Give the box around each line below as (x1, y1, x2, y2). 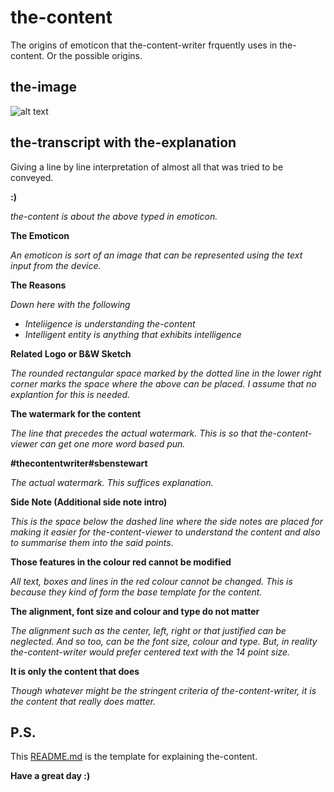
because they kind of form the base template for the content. (10, 586, 263, 598)
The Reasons (10, 279, 67, 291)
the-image (10, 79, 77, 96)
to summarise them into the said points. (10, 536, 174, 548)
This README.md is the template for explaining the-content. (10, 751, 258, 763)
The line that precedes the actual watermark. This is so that (10, 427, 258, 439)
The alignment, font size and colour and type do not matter (10, 605, 260, 617)
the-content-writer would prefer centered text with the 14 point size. (10, 646, 291, 658)
